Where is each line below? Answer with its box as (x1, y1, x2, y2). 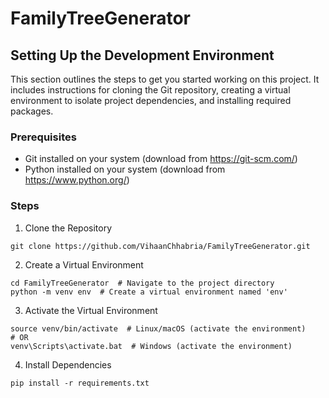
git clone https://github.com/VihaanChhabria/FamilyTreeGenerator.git (10, 241, 311, 251)
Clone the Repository (24, 222, 113, 234)
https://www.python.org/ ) (24, 174, 130, 186)
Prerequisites (10, 130, 77, 144)
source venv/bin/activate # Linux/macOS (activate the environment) (10, 323, 307, 334)
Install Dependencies (24, 358, 112, 371)
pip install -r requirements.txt (10, 378, 150, 388)
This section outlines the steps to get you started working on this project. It (10, 73, 320, 85)
